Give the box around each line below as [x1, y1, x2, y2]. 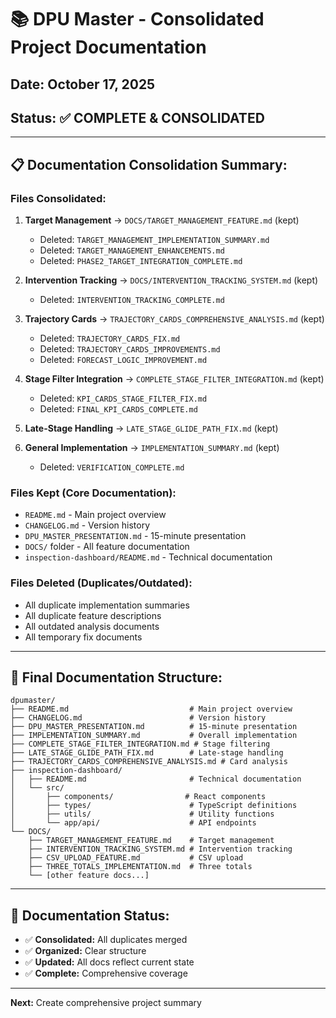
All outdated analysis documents [24, 620, 160, 632]
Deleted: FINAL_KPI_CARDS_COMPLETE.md [39, 403, 198, 415]
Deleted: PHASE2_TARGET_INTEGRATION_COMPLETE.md [39, 255, 243, 267]
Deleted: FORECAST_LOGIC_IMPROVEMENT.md [39, 354, 208, 366]
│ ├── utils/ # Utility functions [10, 809, 275, 820]
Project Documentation [10, 36, 207, 59]
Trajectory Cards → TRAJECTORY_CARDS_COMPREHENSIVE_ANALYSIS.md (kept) [24, 313, 325, 325]
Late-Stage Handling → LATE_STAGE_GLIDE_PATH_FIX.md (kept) [24, 422, 279, 435]
